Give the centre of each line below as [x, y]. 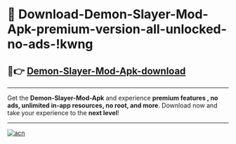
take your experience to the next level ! [63, 113]
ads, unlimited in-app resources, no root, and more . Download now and [112, 105]
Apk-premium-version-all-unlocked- [117, 29]
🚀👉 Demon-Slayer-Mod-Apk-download [97, 71]
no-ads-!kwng [50, 44]
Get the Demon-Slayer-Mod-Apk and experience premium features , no [113, 98]
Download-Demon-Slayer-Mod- [113, 14]
